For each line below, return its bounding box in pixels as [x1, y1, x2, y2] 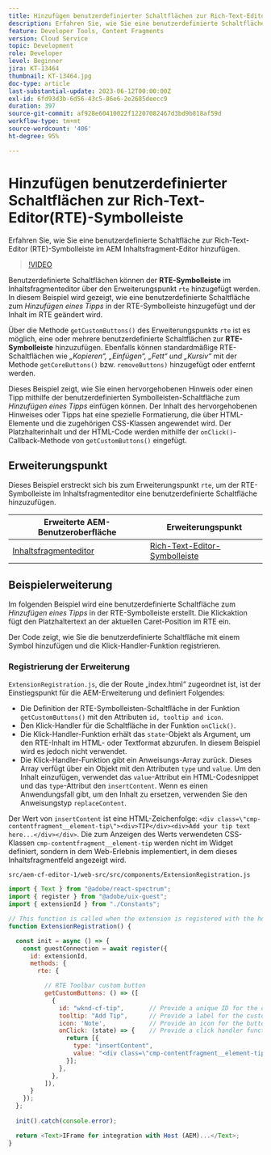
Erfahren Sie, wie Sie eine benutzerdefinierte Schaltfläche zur [8, 235, 214, 245]
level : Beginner [8, 57, 63, 66]
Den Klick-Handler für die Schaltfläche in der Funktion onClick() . [19, 721, 236, 730]
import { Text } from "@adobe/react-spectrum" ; [8, 885, 172, 894]
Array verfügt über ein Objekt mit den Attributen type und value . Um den [19, 764, 261, 773]
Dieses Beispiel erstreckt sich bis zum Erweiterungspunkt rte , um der [8, 480, 240, 490]
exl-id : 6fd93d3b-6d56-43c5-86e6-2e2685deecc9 [8, 95, 168, 103]
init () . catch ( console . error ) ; [15, 1117, 117, 1125]
